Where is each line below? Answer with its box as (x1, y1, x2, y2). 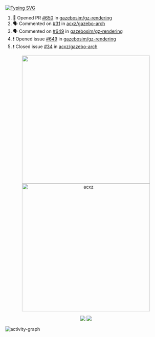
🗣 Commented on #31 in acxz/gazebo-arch (12, 20, 105, 27)
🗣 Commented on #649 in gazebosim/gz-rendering (12, 28, 123, 34)
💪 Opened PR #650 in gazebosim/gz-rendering (12, 15, 113, 20)
